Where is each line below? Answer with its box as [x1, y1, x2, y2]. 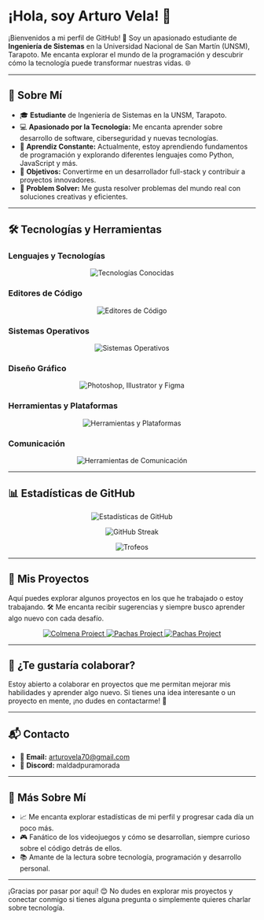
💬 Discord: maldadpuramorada [19, 760, 120, 770]
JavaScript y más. [19, 158, 79, 167]
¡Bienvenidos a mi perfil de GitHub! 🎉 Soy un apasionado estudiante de [8, 33, 237, 42]
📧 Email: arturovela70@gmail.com [19, 753, 130, 762]
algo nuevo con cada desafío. [8, 613, 104, 623]
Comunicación [8, 438, 65, 449]
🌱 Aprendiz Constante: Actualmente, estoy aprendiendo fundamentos [19, 142, 248, 151]
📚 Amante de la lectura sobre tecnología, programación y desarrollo [19, 852, 242, 862]
